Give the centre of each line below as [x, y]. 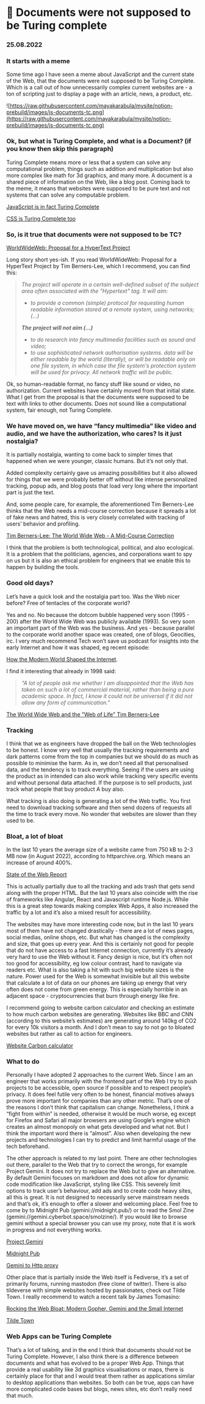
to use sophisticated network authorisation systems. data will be [112, 353]
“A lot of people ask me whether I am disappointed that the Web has [107, 683]
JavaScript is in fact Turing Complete [53, 206]
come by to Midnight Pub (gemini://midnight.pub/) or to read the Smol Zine [100, 1210]
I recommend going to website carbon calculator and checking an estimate [100, 1008]
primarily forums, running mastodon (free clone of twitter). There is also [97, 1284]
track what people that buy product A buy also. [66, 789]
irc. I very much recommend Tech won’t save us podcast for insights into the [103, 641]
